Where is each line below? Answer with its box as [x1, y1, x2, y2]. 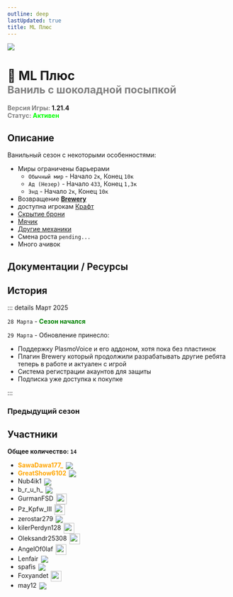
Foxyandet [17, 571, 49, 580]
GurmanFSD [17, 494, 54, 503]
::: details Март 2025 [7, 303, 69, 312]
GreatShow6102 [17, 469, 67, 478]
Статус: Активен [7, 111, 59, 120]
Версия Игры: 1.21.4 [7, 104, 69, 112]
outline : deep [7, 10, 50, 18]
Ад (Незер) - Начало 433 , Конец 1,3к [28, 180, 137, 188]
